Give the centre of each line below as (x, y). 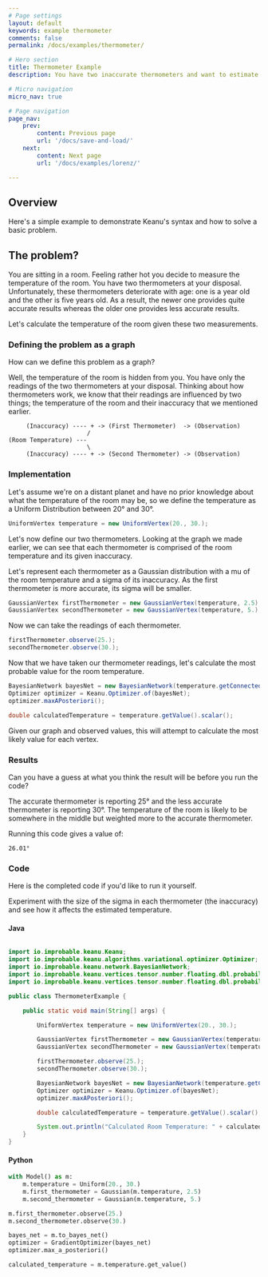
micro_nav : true (35, 97)
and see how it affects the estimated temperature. (90, 910)
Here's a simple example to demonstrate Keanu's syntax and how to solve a (133, 221)
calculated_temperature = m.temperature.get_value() (98, 1265)
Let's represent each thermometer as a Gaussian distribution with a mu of (129, 571)
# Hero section (33, 60)
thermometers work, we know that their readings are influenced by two (125, 395)
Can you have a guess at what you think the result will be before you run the (133, 777)
